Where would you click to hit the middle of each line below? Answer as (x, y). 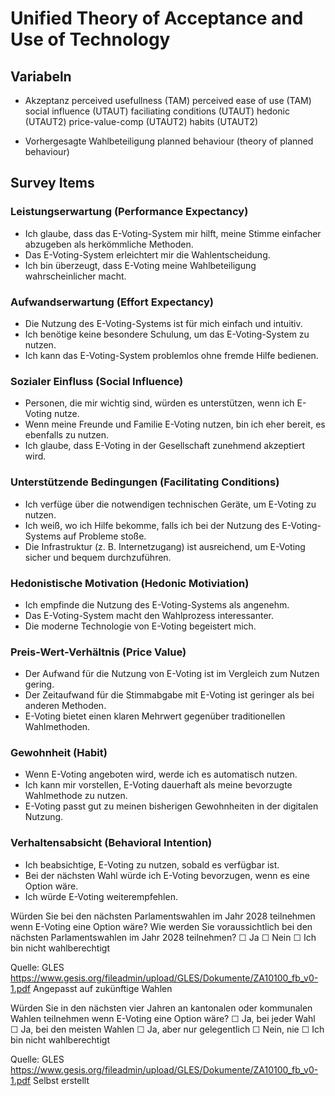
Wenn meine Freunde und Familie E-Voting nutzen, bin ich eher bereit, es (175, 424)
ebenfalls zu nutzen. (66, 435)
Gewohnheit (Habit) (59, 753)
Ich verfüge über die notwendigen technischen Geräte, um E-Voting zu (170, 504)
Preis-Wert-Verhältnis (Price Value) (98, 652)
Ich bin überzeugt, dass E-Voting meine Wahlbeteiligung (140, 265)
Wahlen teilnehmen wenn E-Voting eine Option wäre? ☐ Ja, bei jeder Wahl (163, 1018)
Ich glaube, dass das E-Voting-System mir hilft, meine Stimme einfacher (173, 233)
